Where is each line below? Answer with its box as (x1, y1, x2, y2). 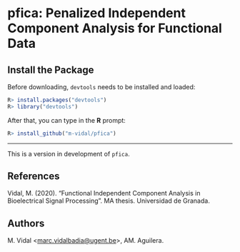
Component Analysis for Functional (7, 20, 223, 36)
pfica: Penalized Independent (7, 5, 186, 21)
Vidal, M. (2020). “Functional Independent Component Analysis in (7, 189, 201, 198)
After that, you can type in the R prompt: (7, 116, 126, 124)
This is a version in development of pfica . (7, 149, 130, 158)
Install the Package (7, 64, 94, 76)
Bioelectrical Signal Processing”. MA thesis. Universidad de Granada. (7, 196, 211, 205)
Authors (7, 217, 45, 229)
